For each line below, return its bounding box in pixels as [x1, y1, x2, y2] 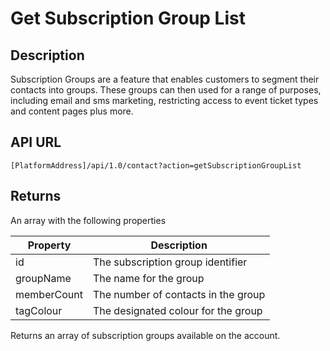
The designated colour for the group [92, 303, 263, 317]
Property [27, 238, 72, 252]
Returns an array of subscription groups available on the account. [10, 329, 281, 341]
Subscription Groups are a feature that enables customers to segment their [10, 73, 320, 85]
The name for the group [92, 271, 205, 285]
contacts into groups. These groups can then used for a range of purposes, [10, 84, 322, 96]
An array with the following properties [10, 214, 167, 226]
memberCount [15, 287, 83, 301]
